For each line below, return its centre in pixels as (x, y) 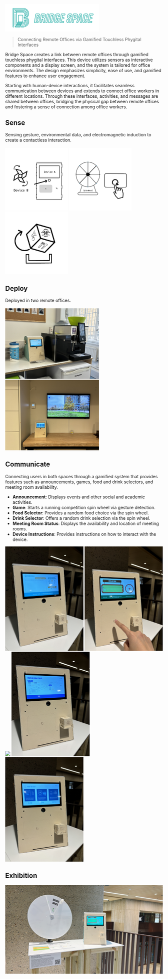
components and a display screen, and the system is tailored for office (78, 65)
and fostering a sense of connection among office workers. (66, 107)
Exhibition (21, 876)
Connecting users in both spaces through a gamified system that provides (81, 476)
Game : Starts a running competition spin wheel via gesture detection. (84, 507)
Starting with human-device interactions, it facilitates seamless (70, 86)
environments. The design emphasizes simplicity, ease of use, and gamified (83, 71)
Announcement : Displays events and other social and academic (79, 497)
